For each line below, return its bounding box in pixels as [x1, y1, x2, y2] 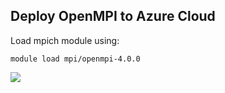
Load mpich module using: [10, 34, 120, 46]
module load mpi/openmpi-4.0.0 [10, 54, 141, 64]
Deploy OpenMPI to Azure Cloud [10, 8, 216, 25]
